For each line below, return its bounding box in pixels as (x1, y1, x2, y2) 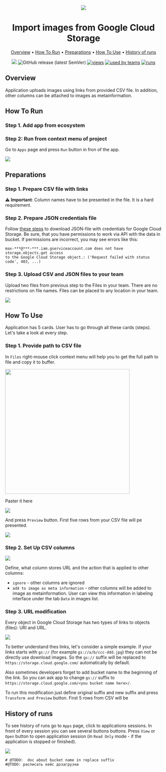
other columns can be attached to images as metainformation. (5, 92, 133, 98)
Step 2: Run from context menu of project (5, 135, 107, 142)
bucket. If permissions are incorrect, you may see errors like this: (5, 237, 138, 243)
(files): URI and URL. (5, 625, 47, 631)
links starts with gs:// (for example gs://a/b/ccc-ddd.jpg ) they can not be (5, 649, 158, 655)
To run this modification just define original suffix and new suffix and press (5, 690, 158, 696)
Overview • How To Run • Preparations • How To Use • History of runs (10, 49, 157, 55)
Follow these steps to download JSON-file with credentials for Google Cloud (5, 226, 162, 232)
